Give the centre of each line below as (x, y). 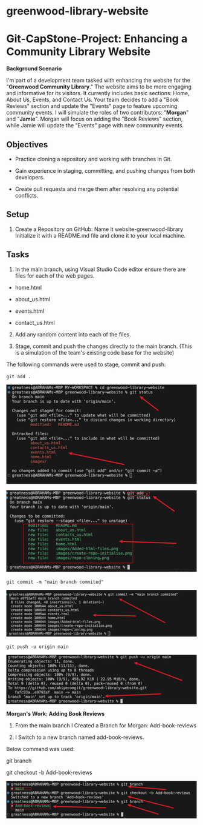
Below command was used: (40, 749)
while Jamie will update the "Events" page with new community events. (95, 125)
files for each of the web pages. (55, 276)
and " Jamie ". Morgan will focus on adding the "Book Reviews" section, (95, 119)
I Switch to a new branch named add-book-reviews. (79, 737)
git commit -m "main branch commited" (55, 582)
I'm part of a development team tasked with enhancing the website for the (98, 81)
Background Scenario (34, 68)
